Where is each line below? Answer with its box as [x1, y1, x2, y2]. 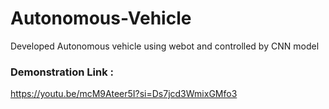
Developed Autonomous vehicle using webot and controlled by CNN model [10, 40, 320, 52]
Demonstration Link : [10, 65, 115, 79]
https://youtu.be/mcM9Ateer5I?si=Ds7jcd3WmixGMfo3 [10, 88, 238, 100]
